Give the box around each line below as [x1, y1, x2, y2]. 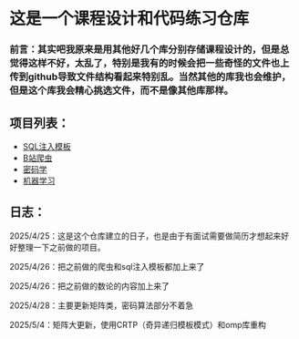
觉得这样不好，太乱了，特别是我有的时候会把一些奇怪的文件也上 [9, 56, 290, 69]
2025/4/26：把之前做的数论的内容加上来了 [9, 280, 170, 292]
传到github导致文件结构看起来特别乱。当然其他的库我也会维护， [9, 70, 292, 83]
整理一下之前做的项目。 [16, 241, 106, 252]
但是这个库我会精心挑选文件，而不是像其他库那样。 [9, 84, 234, 97]
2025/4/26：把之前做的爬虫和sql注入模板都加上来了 [9, 261, 205, 272]
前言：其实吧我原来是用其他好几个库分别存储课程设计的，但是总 [9, 43, 290, 56]
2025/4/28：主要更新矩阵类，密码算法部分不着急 [9, 300, 194, 311]
